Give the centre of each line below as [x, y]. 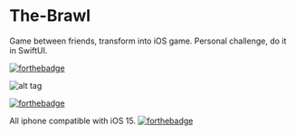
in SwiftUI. [29, 50]
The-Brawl [50, 16]
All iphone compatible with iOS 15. [72, 121]
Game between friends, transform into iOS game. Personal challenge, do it [148, 41]
